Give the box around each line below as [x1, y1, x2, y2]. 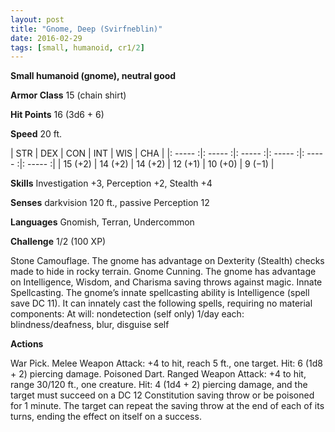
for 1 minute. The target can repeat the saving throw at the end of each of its [10, 400, 325, 412]
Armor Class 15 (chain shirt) [10, 89, 127, 101]
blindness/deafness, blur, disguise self [10, 319, 170, 331]
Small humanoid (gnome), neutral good [10, 70, 177, 82]
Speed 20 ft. [10, 128, 63, 140]
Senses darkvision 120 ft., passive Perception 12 [10, 197, 210, 209]
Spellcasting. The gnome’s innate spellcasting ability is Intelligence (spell [10, 287, 310, 299]
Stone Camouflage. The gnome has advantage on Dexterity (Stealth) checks [10, 255, 325, 267]
